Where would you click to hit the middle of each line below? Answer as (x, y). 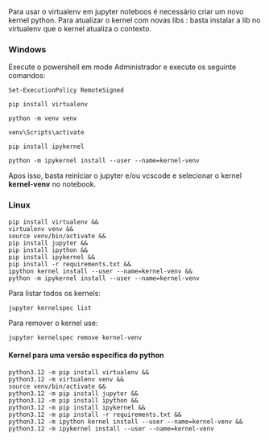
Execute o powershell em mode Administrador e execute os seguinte (122, 67)
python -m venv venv (43, 119)
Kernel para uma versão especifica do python (86, 355)
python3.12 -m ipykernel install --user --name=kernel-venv (112, 429)
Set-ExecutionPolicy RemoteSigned (66, 91)
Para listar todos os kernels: (54, 293)
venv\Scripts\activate (46, 133)
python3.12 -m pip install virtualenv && (79, 372)
